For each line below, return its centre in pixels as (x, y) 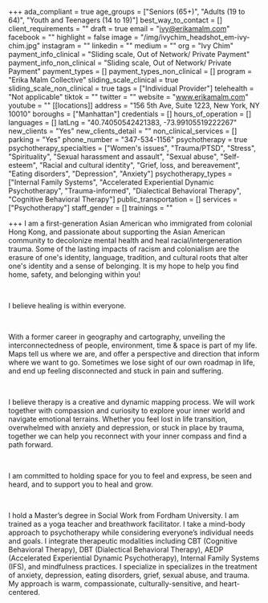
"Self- (230, 157)
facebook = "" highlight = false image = (73, 37)
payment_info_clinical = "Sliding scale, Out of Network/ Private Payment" (129, 54)
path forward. (31, 444)
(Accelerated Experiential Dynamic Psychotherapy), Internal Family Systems (134, 558)
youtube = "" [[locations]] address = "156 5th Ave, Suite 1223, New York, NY (134, 105)
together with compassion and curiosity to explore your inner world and (127, 410)
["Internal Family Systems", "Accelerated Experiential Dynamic (111, 182)
